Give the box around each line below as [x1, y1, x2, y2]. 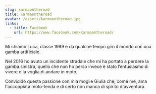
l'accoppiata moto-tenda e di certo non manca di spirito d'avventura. [5, 84, 146, 89]
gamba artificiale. [5, 49, 41, 55]
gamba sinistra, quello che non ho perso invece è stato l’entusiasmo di [5, 63, 149, 69]
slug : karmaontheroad [5, 7, 50, 12]
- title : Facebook [9, 26, 48, 31]
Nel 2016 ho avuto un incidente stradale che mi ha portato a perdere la [5, 59, 149, 64]
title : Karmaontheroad [5, 12, 52, 17]
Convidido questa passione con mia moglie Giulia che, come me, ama [5, 78, 147, 84]
